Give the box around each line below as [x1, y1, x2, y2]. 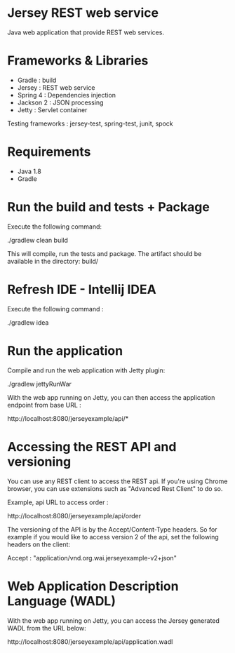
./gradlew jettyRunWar [7, 379, 72, 388]
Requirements [7, 144, 91, 160]
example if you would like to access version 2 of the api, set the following [7, 532, 219, 541]
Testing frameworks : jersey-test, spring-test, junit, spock [7, 119, 173, 128]
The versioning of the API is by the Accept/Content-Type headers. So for [7, 525, 217, 534]
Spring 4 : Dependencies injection [17, 90, 116, 99]
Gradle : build [17, 76, 57, 84]
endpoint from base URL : [7, 400, 82, 409]
